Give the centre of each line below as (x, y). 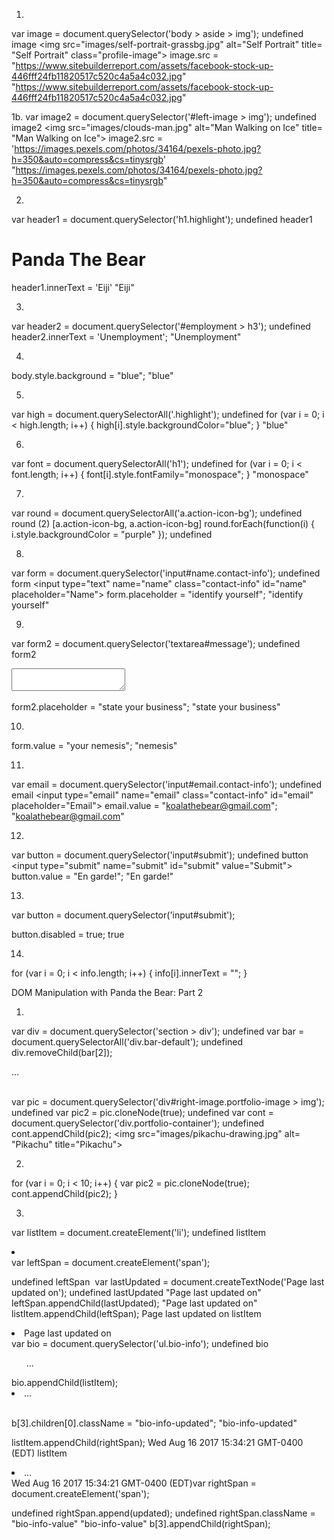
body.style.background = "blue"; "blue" (92, 375)
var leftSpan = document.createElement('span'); (111, 1262)
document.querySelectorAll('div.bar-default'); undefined (127, 1041)
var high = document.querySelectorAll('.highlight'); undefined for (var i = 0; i (168, 414)
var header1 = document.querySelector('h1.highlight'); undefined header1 (162, 219)
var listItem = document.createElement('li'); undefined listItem (139, 1232)
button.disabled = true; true (68, 934)
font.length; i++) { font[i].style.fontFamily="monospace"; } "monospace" (160, 474)
